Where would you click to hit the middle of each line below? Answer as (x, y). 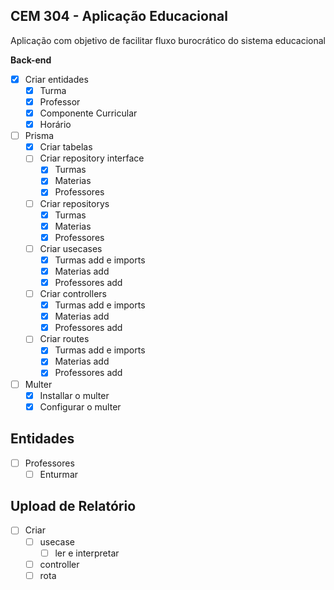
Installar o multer (74, 395)
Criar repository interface (92, 158)
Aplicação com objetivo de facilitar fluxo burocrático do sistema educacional (168, 40)
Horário (55, 125)
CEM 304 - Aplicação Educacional (119, 16)
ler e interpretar (87, 553)
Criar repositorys (74, 203)
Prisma (39, 136)
